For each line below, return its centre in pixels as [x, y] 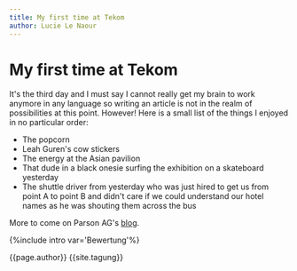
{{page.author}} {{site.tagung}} [66, 258]
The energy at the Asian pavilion [81, 159]
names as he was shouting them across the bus [109, 206]
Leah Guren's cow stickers [70, 149]
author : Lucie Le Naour [53, 26]
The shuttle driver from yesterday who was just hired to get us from [145, 187]
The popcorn [46, 139]
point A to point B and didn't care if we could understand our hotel [143, 196]
